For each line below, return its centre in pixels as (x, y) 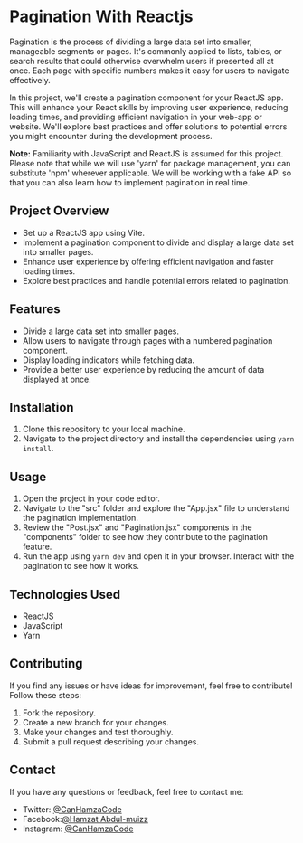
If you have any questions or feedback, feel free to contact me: (127, 791)
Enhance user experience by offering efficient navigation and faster (148, 261)
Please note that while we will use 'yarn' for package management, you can (150, 163)
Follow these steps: (45, 695)
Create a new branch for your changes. (95, 722)
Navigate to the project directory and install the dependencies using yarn (158, 439)
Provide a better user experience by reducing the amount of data (143, 369)
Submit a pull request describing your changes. (111, 741)
